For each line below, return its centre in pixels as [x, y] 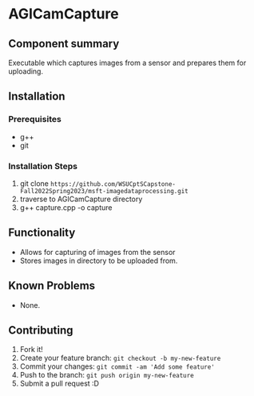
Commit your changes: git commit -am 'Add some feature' [117, 366]
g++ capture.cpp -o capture [66, 207]
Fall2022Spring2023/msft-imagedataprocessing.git [104, 191]
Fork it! [32, 350]
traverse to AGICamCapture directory [81, 199]
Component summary [64, 44]
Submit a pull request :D [60, 384]
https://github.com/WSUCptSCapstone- [113, 184]
